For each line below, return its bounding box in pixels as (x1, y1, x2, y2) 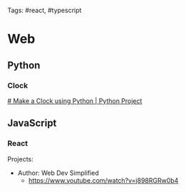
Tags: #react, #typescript (7, 6, 82, 14)
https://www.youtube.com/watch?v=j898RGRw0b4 (28, 176, 179, 184)
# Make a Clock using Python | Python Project (7, 96, 143, 105)
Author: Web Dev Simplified (17, 169, 100, 177)
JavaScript (7, 117, 57, 129)
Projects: (7, 154, 33, 163)
